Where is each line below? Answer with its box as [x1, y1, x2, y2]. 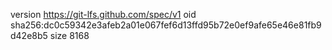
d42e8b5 [10, 30, 48, 41]
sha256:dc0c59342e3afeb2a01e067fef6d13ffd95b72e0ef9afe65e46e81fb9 [10, 19, 322, 31]
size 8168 [49, 30, 90, 41]
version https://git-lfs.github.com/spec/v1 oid [10, 9, 197, 20]
